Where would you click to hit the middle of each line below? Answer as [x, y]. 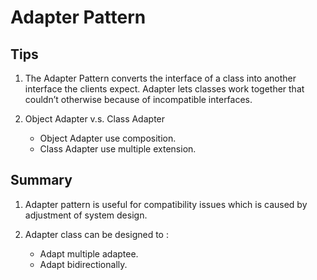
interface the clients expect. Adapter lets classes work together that [164, 89]
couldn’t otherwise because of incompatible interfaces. [138, 99]
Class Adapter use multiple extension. [118, 149]
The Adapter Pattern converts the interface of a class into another [160, 78]
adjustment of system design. [86, 215]
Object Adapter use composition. [108, 138]
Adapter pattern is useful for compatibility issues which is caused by [166, 204]
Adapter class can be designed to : [96, 234]
